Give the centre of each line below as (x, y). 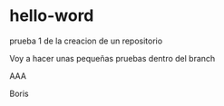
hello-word (52, 16)
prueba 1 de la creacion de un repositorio (86, 41)
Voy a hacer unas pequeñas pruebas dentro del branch (112, 58)
